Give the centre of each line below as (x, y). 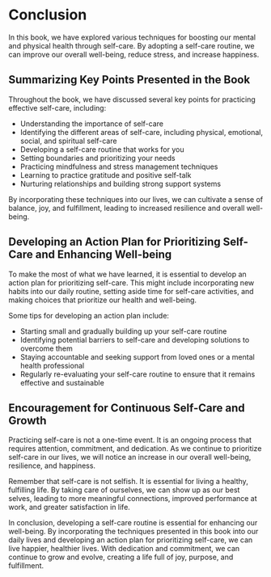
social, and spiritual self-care (68, 141)
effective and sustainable (62, 382)
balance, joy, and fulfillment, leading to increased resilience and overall (127, 208)
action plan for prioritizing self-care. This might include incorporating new (131, 282)
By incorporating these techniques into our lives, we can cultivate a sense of (136, 199)
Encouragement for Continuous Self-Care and (127, 408)
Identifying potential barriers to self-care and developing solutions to (135, 339)
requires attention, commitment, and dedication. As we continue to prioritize (135, 449)
